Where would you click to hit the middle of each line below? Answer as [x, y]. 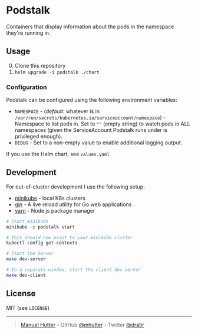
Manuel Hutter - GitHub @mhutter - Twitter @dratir [82, 325]
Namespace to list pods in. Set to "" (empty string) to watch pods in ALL [102, 124]
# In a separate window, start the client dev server [74, 270]
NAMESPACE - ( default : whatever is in [57, 111]
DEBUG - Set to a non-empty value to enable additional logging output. [98, 143]
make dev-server [26, 259]
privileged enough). [39, 137]
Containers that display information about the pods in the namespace [90, 27]
